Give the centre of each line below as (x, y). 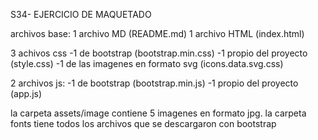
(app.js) (26, 93)
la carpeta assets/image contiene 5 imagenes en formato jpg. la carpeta (158, 113)
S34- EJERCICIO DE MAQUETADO (81, 14)
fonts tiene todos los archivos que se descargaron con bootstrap (143, 123)
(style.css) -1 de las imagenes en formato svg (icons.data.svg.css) (147, 63)
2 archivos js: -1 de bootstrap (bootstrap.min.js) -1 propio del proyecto (154, 83)
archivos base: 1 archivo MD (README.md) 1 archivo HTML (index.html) (157, 33)
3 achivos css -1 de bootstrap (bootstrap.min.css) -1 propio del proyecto (159, 53)
